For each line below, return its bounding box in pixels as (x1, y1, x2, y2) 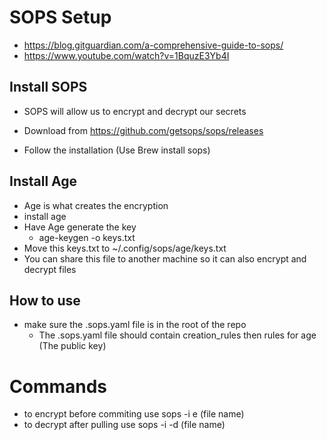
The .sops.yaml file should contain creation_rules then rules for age (38, 329, 317, 341)
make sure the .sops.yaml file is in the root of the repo (23, 319, 247, 331)
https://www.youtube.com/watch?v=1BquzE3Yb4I (23, 49, 230, 61)
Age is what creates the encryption (23, 199, 169, 211)
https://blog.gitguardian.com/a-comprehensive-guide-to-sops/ (23, 39, 284, 51)
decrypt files (23, 263, 77, 275)
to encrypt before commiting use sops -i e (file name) (23, 408, 245, 420)
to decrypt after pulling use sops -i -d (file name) (23, 419, 226, 431)
